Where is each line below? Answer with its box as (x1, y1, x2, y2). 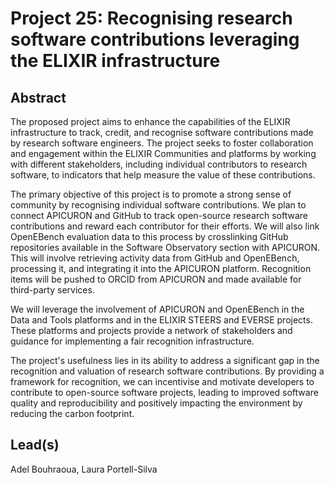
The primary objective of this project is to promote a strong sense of (10, 188, 292, 200)
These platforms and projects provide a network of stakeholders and (10, 325, 293, 336)
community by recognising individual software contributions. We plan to (10, 199, 307, 211)
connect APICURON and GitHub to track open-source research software (10, 210, 309, 221)
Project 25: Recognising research (10, 7, 293, 30)
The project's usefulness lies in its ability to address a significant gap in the (10, 355, 320, 366)
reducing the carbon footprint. (10, 408, 135, 419)
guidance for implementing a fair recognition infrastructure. (10, 335, 255, 347)
